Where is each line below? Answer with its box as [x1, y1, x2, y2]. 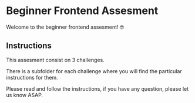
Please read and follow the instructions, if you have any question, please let [6, 85, 189, 92]
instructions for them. [6, 74, 58, 81]
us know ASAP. [6, 91, 43, 98]
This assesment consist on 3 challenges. [6, 56, 105, 63]
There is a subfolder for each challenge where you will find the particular [6, 67, 182, 74]
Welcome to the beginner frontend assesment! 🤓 [6, 23, 125, 30]
